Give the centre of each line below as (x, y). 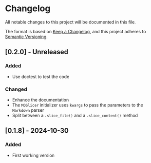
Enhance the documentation (40, 100)
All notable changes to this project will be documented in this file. (71, 22)
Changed (16, 89)
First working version (33, 155)
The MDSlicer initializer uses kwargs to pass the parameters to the (78, 105)
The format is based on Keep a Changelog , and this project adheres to (75, 31)
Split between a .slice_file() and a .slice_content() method (75, 115)
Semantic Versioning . (26, 37)
